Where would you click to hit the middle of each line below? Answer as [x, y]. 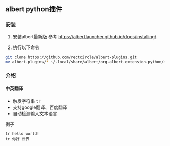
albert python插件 [34, 9]
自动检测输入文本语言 [35, 113]
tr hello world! [22, 134]
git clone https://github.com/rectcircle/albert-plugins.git [71, 57]
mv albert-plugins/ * [27, 62]
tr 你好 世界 [17, 139]
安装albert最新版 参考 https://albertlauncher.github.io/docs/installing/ [84, 36]
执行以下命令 [26, 47]
